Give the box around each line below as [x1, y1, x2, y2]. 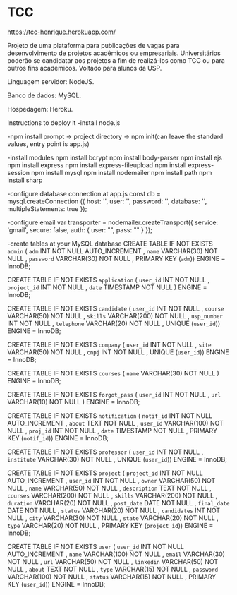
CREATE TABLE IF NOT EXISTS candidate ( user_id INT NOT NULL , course [7, 304, 224, 313]
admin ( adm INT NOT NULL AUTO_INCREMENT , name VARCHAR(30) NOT [7, 246, 218, 255]
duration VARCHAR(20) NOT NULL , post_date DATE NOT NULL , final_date [7, 498, 230, 507]
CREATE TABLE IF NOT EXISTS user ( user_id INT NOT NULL [7, 542, 185, 551]
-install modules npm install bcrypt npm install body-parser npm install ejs [7, 153, 223, 162]
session [7, 168, 30, 176]
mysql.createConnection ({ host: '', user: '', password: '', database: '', [7, 197, 207, 205]
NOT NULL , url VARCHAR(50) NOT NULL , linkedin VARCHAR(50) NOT [7, 557, 219, 565]
